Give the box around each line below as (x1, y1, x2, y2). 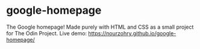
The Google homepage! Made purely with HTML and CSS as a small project (6, 23, 194, 30)
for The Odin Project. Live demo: (6, 29, 87, 36)
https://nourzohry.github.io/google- (88, 29, 177, 36)
